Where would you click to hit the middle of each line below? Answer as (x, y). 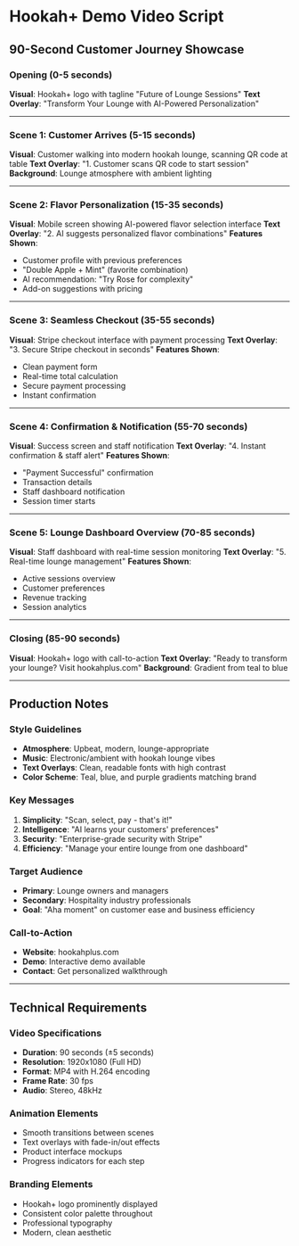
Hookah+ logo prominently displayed (90, 1204)
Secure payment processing (74, 385)
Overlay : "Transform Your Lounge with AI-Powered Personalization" (134, 103)
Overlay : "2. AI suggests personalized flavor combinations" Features (136, 234)
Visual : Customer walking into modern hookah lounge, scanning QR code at (149, 154)
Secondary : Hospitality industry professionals (106, 900)
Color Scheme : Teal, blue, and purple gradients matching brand (139, 777)
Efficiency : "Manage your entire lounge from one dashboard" (135, 848)
